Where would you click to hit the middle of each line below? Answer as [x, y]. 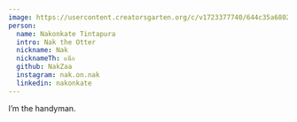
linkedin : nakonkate [54, 83]
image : [20, 17]
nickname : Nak [42, 50]
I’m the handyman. [42, 108]
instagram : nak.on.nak [58, 75]
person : [23, 26]
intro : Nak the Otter [56, 42]
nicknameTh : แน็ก [46, 58]
